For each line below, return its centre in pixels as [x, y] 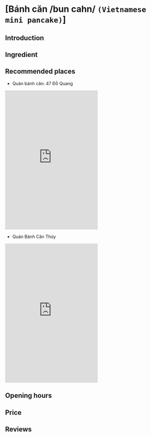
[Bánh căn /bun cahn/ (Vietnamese [76, 9]
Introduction [25, 38]
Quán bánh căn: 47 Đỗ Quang [42, 83]
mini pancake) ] [36, 20]
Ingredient [21, 55]
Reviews [19, 429]
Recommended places [40, 72]
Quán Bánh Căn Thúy [34, 237]
